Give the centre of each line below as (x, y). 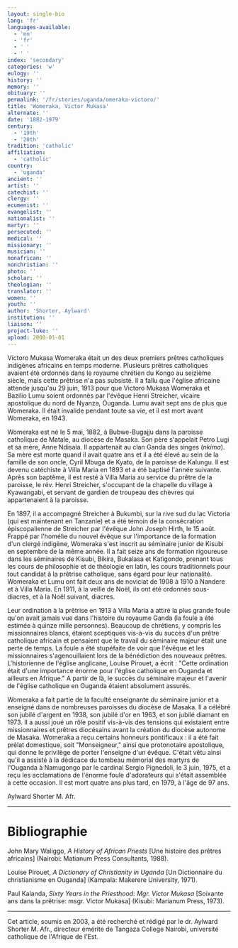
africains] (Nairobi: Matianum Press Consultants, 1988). (88, 859)
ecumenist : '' (28, 206)
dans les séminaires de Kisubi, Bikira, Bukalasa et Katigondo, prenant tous (115, 559)
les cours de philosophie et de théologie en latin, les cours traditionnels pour (119, 566)
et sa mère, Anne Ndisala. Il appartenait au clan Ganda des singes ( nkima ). (116, 447)
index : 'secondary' (36, 60)
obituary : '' (27, 93)
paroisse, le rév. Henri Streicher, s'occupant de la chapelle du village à (110, 484)
